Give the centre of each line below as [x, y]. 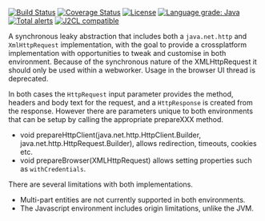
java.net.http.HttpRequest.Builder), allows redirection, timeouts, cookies [139, 143]
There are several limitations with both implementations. [101, 184]
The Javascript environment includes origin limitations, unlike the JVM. [137, 208]
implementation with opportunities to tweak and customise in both [117, 53]
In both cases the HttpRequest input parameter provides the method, [121, 94]
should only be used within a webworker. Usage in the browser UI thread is [132, 70]
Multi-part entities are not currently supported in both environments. [132, 200]
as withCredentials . [53, 169]
